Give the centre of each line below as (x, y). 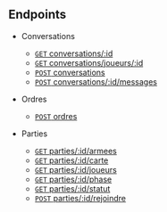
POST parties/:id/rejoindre (80, 198)
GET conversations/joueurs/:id (89, 62)
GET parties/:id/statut (72, 188)
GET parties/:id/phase (73, 179)
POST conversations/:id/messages (96, 82)
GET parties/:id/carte (71, 160)
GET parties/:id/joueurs (75, 169)
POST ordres (56, 116)
